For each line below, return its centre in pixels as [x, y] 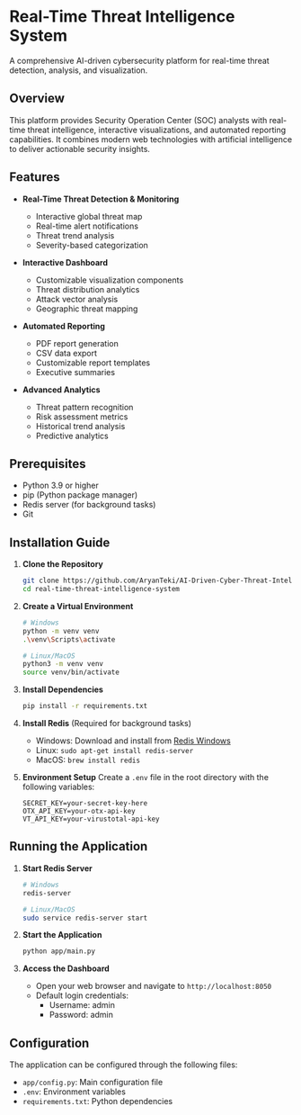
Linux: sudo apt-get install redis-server [115, 751]
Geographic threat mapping [87, 309]
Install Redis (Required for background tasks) [106, 724]
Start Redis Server [57, 868]
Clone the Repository [62, 564]
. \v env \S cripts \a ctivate [69, 639]
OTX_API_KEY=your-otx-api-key [79, 812]
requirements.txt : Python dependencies [97, 1102]
